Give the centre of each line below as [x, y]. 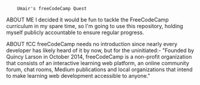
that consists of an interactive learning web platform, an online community [98, 63]
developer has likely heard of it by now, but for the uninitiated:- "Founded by [100, 50]
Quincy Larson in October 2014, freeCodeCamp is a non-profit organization [99, 57]
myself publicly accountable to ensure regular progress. [75, 32]
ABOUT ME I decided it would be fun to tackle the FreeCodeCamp [87, 20]
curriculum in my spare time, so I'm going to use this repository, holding [95, 26]
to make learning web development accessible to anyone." [78, 76]
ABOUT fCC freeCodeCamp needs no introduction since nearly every [92, 44]
